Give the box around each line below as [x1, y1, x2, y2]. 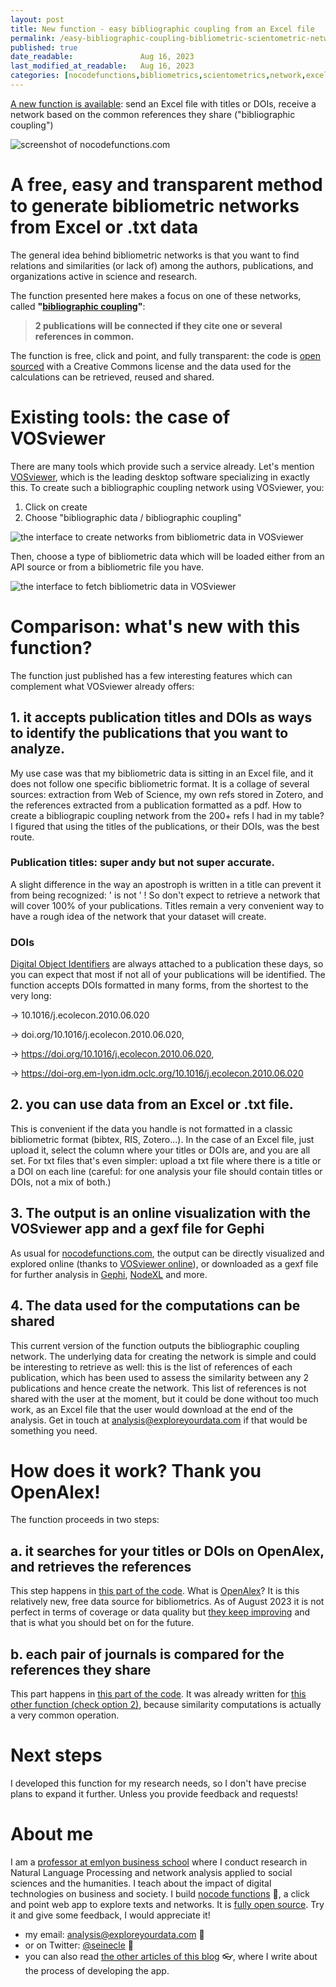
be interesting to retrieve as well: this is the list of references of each [10, 1361, 293, 1373]
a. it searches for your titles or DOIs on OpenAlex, [10, 1542, 325, 1560]
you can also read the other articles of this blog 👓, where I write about [24, 1950, 318, 1962]
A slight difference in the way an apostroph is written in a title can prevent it [10, 878, 322, 890]
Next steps [10, 1744, 103, 1767]
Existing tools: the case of [10, 406, 231, 428]
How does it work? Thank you [10, 1459, 262, 1482]
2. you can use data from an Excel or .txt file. [10, 1096, 294, 1113]
